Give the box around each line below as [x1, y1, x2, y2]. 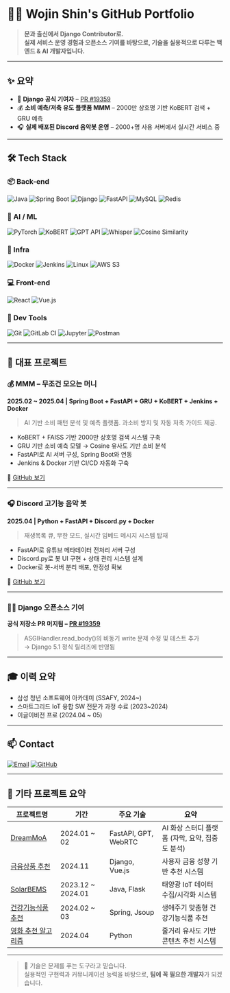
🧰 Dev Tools [7, 313, 47, 323]
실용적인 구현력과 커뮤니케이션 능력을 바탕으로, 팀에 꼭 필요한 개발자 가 [23, 970, 210, 979]
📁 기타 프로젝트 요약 [7, 788, 86, 800]
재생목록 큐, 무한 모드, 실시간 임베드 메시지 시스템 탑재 [23, 531, 168, 539]
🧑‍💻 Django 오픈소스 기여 [7, 603, 84, 612]
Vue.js [109, 865, 130, 875]
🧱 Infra [7, 245, 29, 254]
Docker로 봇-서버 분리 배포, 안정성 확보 [16, 562, 123, 571]
